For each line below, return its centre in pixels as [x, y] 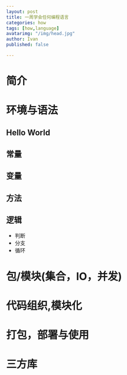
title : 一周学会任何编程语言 [38, 17]
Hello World [28, 132]
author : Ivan [22, 39]
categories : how [26, 23]
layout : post [22, 12]
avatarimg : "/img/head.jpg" [41, 34]
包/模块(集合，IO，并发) [64, 276]
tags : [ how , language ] [33, 28]
